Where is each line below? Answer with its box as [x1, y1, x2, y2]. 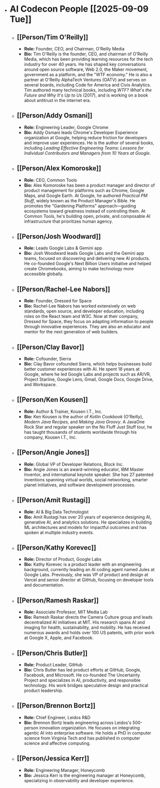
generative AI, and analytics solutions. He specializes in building [24, 519, 152, 525]
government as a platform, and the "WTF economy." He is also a [24, 72, 152, 77]
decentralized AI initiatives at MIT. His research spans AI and [24, 620, 145, 625]
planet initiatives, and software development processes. [24, 482, 135, 488]
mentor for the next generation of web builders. [24, 329, 119, 335]
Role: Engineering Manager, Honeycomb [24, 767, 105, 773]
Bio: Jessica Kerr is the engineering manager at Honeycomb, [24, 772, 146, 778]
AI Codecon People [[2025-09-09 [9, 3, 149, 15]
